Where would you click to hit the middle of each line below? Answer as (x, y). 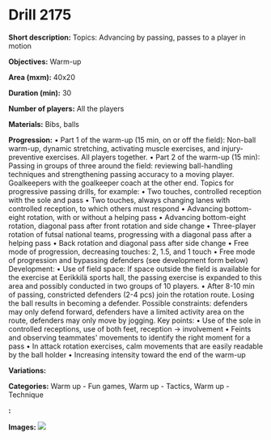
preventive (26, 157)
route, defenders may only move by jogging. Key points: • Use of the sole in (135, 320)
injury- (233, 148)
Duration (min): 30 (40, 93)
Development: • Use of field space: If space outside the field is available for (134, 269)
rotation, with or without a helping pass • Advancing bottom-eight (137, 217)
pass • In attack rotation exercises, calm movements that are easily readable (136, 346)
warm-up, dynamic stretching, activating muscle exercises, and (114, 148)
